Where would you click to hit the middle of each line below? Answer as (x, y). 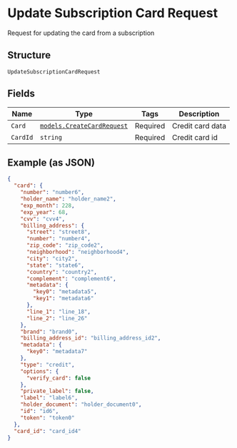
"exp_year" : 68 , (45, 212)
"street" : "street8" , (59, 232)
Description (199, 113)
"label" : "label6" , (49, 398)
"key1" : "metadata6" (64, 299)
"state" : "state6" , (55, 265)
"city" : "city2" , (52, 258)
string (51, 137)
